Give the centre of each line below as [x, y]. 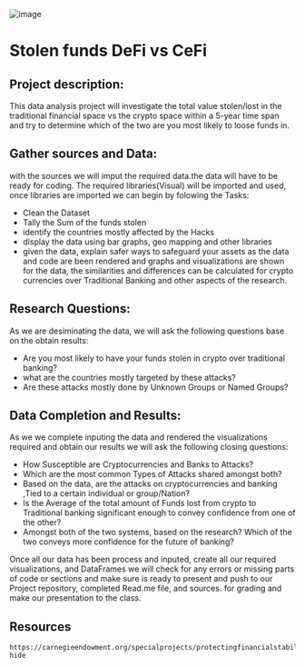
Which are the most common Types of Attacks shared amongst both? [152, 474]
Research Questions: [70, 309]
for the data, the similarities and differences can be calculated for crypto [158, 270]
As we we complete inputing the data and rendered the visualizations [138, 437]
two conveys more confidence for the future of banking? [128, 542]
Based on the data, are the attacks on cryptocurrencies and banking [150, 484]
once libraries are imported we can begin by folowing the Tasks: [129, 194]
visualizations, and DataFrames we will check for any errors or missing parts [152, 569]
